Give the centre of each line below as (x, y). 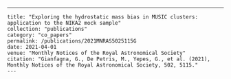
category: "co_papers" (40, 35)
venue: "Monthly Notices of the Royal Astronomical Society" (97, 53)
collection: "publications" (47, 29)
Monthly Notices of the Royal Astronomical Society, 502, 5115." (102, 65)
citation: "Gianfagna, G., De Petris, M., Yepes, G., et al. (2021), (109, 59)
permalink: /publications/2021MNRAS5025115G (72, 41)
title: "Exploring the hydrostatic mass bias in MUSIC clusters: (102, 17)
